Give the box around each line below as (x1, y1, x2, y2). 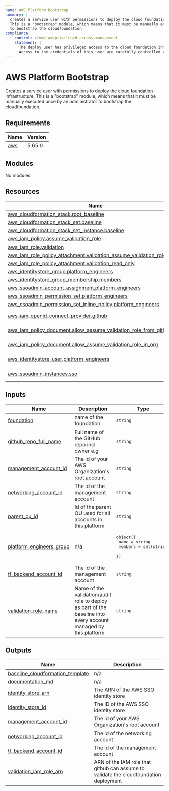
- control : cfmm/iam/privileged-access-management (10, 36, 118, 41)
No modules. (5, 172, 32, 179)
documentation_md (8, 678, 54, 685)
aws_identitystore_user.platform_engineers (8, 355, 110, 362)
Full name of (74, 428, 104, 435)
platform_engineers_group (8, 543, 70, 550)
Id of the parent (74, 503, 112, 510)
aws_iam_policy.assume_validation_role (8, 235, 102, 242)
